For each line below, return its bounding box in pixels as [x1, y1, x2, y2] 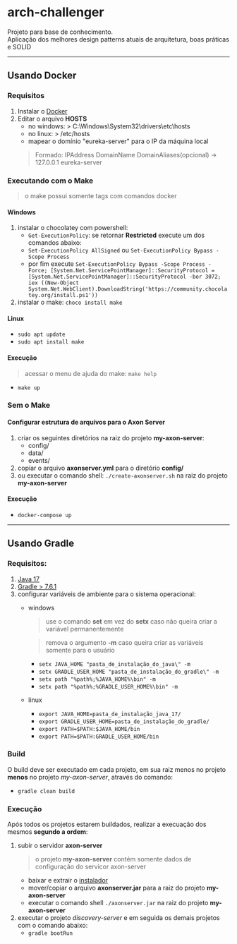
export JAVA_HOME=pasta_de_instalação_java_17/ [38, 710, 181, 718]
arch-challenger [7, 4, 104, 20]
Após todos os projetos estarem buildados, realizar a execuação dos [7, 820, 207, 829]
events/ [28, 456, 51, 464]
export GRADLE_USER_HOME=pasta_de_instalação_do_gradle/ [38, 718, 209, 725]
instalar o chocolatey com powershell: [17, 224, 128, 232]
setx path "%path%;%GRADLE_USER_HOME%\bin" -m [38, 683, 178, 690]
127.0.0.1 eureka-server [35, 158, 102, 167]
